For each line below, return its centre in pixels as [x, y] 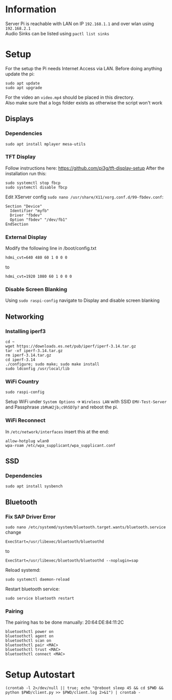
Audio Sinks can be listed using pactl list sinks [57, 33]
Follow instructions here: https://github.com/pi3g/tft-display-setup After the [85, 168]
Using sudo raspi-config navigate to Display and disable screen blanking [82, 300]
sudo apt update [23, 83]
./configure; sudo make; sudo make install [52, 364]
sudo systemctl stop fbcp [33, 183]
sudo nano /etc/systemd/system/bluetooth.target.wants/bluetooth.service [86, 527]
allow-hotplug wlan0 [27, 441]
